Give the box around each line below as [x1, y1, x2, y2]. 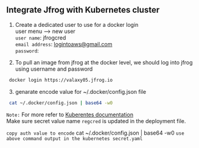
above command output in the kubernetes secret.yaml [6, 135, 143, 142]
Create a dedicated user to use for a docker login [15, 21, 139, 28]
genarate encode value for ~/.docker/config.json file [15, 88, 147, 95]
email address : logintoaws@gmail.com [15, 40, 113, 48]
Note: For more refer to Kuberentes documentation [6, 111, 134, 118]
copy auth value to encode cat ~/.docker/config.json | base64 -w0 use [6, 129, 184, 136]
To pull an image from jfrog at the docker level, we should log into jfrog [15, 58, 193, 66]
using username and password [15, 65, 93, 72]
